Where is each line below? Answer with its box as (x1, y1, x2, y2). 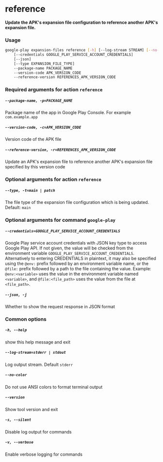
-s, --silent (5, 417, 32, 423)
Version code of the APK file (5, 136, 62, 142)
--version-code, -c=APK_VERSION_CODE (5, 125, 81, 130)
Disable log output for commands (5, 429, 72, 435)
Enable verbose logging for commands (5, 451, 82, 457)
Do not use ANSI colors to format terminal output (5, 384, 103, 390)
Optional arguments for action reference (5, 176, 102, 183)
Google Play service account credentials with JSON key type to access (5, 240, 147, 246)
